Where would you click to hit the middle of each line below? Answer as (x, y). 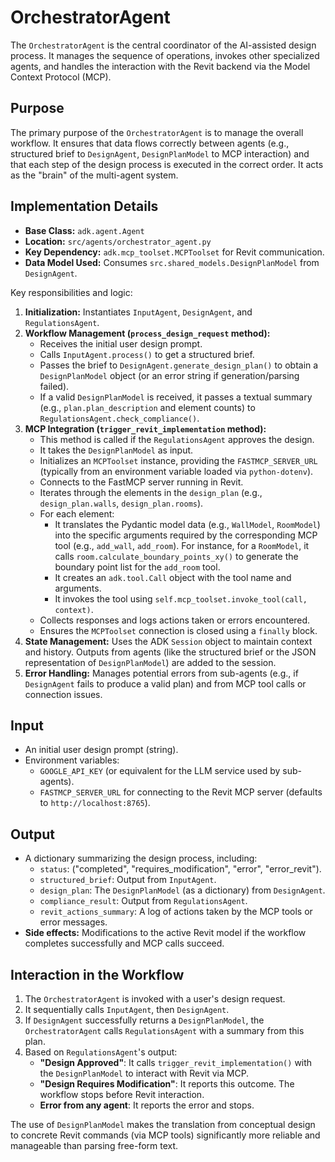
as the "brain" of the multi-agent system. (94, 175)
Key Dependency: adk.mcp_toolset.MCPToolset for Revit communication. (174, 252)
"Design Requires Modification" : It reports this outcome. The (167, 1084)
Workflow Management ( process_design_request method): (147, 333)
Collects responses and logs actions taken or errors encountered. (175, 620)
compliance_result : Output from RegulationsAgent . (143, 901)
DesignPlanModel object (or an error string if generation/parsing (169, 375)
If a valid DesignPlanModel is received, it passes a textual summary (176, 397)
